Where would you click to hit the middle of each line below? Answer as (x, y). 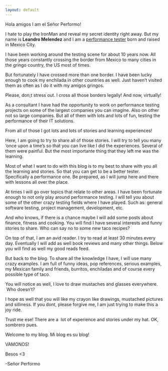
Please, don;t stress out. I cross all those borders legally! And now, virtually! (83, 95)
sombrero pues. (22, 325)
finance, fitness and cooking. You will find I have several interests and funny (84, 223)
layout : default (22, 10)
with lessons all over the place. (37, 182)
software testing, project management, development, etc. (64, 208)
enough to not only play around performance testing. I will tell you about (80, 197)
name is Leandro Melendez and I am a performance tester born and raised (82, 39)
